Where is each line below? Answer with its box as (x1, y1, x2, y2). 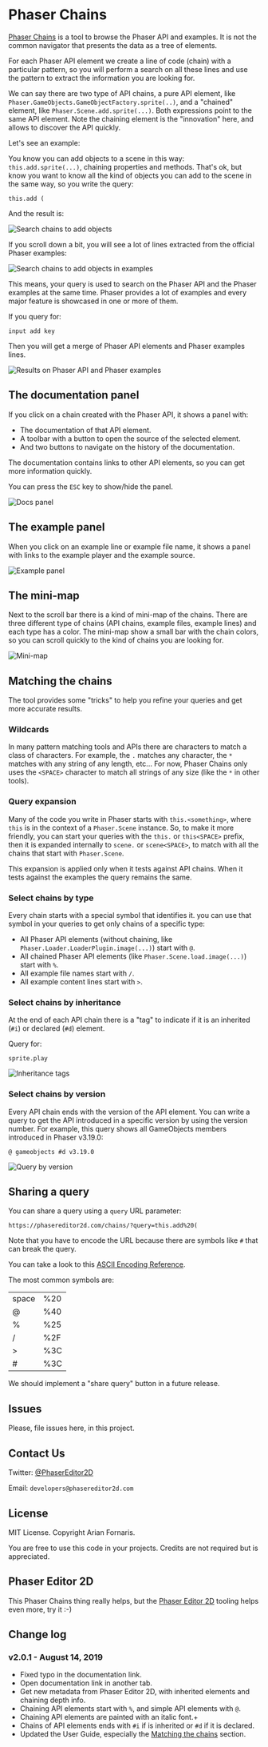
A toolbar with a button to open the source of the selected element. (19, 434, 241, 443)
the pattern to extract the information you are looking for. (8, 73, 195, 82)
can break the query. (8, 1244, 77, 1254)
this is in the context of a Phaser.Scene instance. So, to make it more (8, 823, 234, 832)
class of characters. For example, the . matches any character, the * (8, 751, 233, 760)
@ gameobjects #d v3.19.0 (8, 1148, 94, 1156)
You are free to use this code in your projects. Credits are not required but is (8, 1543, 258, 1553)
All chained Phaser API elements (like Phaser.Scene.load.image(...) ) (19, 952, 247, 961)
